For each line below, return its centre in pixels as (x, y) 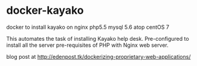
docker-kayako (45, 10)
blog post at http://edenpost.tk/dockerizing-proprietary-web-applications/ (98, 56)
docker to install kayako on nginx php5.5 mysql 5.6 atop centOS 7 (88, 27)
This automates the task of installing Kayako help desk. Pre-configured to (98, 38)
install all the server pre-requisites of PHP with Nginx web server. (88, 45)
